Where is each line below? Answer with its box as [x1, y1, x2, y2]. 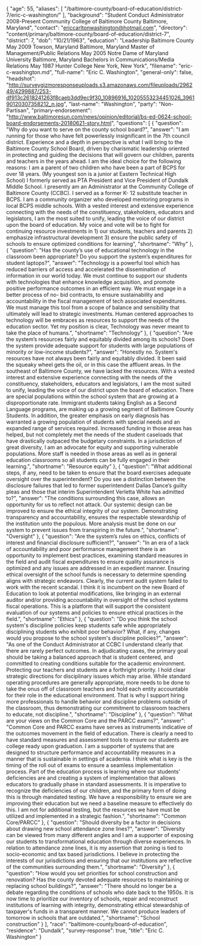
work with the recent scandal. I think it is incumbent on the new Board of [6, 583, 185, 591]
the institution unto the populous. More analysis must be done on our [6, 520, 176, 527]
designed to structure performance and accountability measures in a [6, 749, 176, 756]
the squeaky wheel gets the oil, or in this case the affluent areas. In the [6, 361, 181, 368]
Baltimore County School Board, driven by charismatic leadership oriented [6, 145, 190, 152]
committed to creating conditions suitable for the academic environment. [6, 660, 185, 667]
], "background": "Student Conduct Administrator [62, 11, 184, 19]
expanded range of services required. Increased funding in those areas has [6, 425, 193, 431]
